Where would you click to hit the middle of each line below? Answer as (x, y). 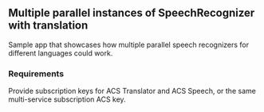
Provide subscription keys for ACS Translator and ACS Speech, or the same (132, 91)
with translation (48, 26)
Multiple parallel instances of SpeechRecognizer (132, 13)
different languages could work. (61, 53)
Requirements (36, 73)
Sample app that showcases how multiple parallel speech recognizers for (129, 44)
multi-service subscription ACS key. (67, 99)
